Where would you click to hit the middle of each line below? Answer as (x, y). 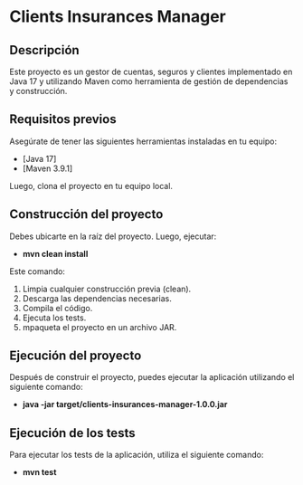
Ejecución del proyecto (76, 356)
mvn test (39, 472)
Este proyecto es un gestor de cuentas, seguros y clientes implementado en (151, 71)
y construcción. (38, 91)
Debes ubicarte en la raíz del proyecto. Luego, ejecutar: (113, 236)
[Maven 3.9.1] (47, 168)
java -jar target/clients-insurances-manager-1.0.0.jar (125, 404)
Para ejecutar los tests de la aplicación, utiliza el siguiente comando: (137, 455)
